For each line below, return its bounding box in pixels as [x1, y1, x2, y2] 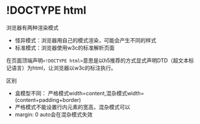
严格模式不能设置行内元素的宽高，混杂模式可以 [14, 103, 130, 110]
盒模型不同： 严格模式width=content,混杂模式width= [14, 89, 144, 97]
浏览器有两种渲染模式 [6, 24, 59, 31]
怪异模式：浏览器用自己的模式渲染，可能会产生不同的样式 [14, 36, 156, 44]
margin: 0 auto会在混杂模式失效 [14, 111, 93, 118]
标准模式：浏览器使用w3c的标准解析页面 [14, 44, 115, 51]
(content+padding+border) [14, 96, 82, 103]
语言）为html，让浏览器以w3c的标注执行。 [11, 64, 116, 72]
